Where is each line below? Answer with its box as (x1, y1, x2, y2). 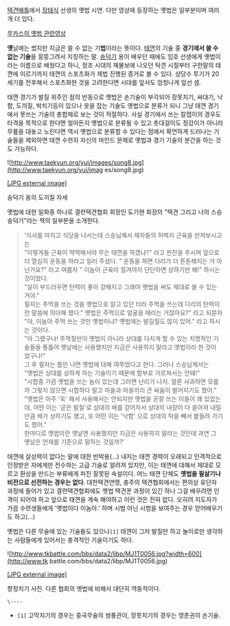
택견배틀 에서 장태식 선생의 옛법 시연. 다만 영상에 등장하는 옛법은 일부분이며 (7, 6, 207, 14)
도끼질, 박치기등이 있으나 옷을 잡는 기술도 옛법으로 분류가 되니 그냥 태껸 (16, 102, 207, 109)
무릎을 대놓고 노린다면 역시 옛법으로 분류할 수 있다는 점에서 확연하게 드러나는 (7, 127, 213, 136)
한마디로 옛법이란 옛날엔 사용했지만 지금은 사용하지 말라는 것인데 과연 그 (23, 429, 217, 437)
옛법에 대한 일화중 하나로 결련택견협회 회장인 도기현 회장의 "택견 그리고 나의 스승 (7, 208, 222, 216)
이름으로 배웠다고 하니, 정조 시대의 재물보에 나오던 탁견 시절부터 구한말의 (19, 61, 214, 69)
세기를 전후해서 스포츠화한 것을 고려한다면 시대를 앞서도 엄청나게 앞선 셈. (7, 79, 201, 86)
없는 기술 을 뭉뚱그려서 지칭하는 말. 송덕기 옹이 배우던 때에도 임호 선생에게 (7, 52, 203, 61)
